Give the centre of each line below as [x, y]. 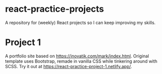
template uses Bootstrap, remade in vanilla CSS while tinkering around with [81, 61]
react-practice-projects [55, 9]
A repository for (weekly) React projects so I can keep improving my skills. [81, 23]
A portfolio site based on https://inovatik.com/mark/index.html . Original [77, 56]
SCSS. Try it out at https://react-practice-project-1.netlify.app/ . [68, 66]
